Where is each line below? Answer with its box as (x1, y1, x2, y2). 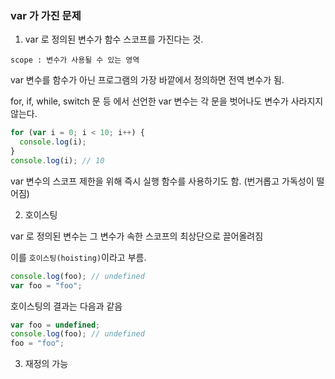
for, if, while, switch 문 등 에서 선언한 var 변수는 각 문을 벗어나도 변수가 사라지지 (10, 95, 324, 107)
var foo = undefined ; (10, 320, 101, 330)
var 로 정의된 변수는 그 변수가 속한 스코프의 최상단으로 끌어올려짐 (10, 230, 264, 242)
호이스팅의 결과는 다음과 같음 (10, 300, 123, 312)
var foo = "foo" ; (10, 280, 83, 291)
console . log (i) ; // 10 (10, 155, 105, 166)
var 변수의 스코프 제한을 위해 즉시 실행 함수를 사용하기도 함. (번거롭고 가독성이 (10, 175, 315, 187)
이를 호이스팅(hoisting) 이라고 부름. (10, 251, 147, 263)
